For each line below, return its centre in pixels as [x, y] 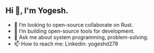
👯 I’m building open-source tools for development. [74, 31]
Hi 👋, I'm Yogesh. [37, 11]
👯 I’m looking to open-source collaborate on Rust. [73, 24]
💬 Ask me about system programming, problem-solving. [81, 37]
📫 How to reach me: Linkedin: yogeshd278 [66, 44]
